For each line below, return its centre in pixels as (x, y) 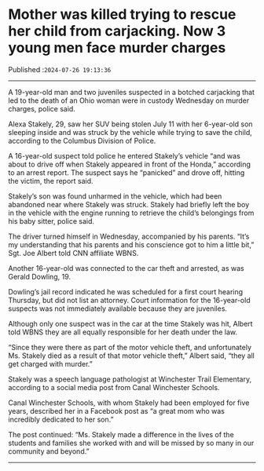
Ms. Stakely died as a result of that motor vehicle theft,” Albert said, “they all (132, 356)
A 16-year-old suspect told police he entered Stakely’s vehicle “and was (125, 155)
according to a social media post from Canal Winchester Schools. (114, 387)
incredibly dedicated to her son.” (61, 419)
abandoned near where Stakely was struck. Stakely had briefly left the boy (129, 204)
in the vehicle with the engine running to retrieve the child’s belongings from (131, 213)
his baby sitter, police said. (51, 221)
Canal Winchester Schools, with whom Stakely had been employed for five (129, 403)
